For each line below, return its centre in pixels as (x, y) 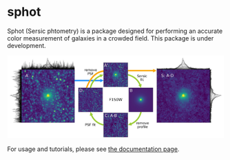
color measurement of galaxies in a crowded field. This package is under (111, 38)
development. (27, 45)
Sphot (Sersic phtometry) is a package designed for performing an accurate (115, 31)
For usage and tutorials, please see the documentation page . (93, 149)
